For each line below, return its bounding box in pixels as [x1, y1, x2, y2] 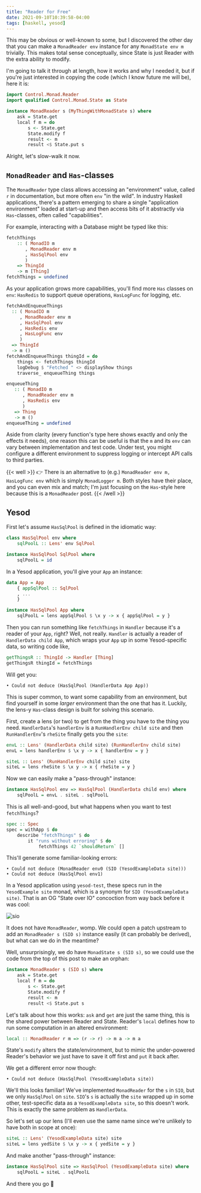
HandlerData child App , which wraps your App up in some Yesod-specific [6, 637, 187, 644]
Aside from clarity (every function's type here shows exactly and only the [6, 431, 188, 438]
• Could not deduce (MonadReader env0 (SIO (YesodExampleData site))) [6, 866, 187, 872]
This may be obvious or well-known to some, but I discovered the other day [6, 37, 193, 44]
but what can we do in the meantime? [6, 937, 99, 945]
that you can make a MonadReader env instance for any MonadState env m [6, 43, 184, 50]
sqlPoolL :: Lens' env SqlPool [17, 541, 95, 547]
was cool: [6, 901, 30, 908]
